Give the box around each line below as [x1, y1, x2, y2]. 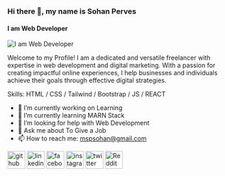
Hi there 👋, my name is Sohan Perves [7, 6, 137, 16]
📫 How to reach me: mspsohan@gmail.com [17, 134, 147, 143]
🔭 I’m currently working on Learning [17, 104, 123, 112]
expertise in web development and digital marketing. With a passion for [7, 61, 216, 70]
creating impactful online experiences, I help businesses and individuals [7, 69, 218, 77]
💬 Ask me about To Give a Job [17, 126, 106, 135]
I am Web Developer [7, 24, 68, 33]
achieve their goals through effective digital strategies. [7, 76, 167, 84]
